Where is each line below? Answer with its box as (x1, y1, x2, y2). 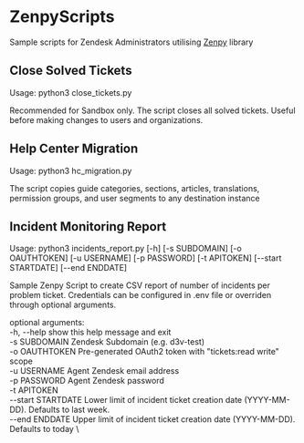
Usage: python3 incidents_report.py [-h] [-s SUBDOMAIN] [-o (9, 243, 242, 254)
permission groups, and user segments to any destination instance (9, 192, 260, 203)
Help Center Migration (9, 141, 139, 157)
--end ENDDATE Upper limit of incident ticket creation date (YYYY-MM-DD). (9, 414, 296, 425)
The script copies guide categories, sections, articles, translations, (9, 182, 260, 193)
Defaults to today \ (9, 424, 79, 435)
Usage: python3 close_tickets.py (9, 87, 132, 98)
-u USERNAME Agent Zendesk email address (9, 366, 180, 376)
